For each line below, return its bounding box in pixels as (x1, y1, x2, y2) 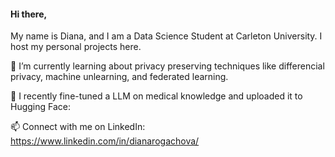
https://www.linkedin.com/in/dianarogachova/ (10, 135, 200, 147)
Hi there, (10, 8, 48, 20)
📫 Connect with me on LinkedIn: (10, 121, 146, 133)
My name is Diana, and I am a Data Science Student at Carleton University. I (10, 30, 323, 42)
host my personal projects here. (10, 41, 142, 53)
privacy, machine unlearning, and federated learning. (10, 71, 229, 83)
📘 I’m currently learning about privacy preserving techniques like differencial (10, 60, 325, 72)
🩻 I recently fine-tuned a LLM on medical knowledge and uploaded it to (10, 90, 303, 102)
